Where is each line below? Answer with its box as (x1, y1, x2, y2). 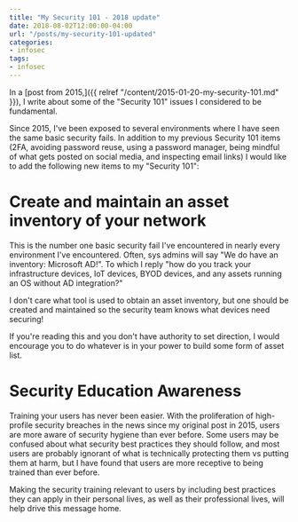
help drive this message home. (9, 502, 122, 513)
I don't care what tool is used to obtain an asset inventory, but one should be (9, 295, 289, 305)
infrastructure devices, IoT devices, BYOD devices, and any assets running (9, 268, 282, 279)
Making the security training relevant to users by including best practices (9, 484, 277, 494)
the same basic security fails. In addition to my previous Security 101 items (9, 132, 281, 143)
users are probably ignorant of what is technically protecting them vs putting (9, 447, 289, 458)
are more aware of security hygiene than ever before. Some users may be (9, 429, 279, 439)
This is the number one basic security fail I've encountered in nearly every (9, 240, 281, 250)
